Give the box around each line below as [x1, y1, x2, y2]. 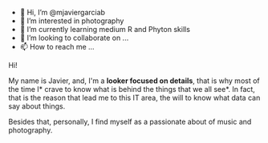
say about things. [8, 101, 66, 111]
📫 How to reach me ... [19, 42, 95, 51]
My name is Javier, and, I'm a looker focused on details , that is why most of [8, 76, 261, 85]
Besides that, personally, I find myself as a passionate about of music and [8, 117, 252, 126]
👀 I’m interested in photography [19, 16, 124, 26]
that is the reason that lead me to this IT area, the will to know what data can [8, 93, 261, 102]
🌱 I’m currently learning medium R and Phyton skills [19, 25, 191, 34]
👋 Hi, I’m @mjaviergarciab [19, 8, 106, 17]
